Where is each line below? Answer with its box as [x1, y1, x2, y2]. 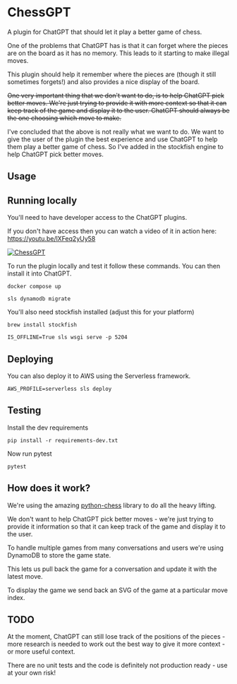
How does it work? [7, 482, 91, 495]
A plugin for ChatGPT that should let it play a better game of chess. [7, 28, 202, 36]
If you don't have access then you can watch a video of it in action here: [7, 227, 217, 235]
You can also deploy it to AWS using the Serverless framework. [7, 372, 191, 380]
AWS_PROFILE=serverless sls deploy [7, 385, 112, 392]
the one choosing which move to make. [7, 114, 122, 122]
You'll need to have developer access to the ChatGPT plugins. [7, 213, 188, 222]
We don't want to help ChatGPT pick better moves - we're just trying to [7, 514, 214, 523]
